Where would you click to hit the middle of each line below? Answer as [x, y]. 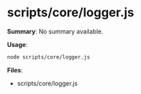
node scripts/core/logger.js [49, 57]
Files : [15, 70]
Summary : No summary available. [55, 31]
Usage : [17, 44]
